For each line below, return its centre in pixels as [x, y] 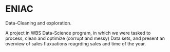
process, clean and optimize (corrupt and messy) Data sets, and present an [85, 38]
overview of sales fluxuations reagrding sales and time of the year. [76, 43]
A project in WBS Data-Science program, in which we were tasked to [78, 33]
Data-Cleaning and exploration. [39, 23]
